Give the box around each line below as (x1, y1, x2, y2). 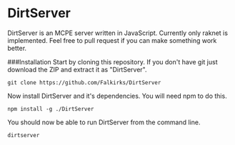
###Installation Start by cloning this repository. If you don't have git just (7, 57, 218, 66)
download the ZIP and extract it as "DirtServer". (7, 65, 148, 74)
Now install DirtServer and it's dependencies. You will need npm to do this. (7, 91, 227, 100)
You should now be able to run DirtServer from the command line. (7, 118, 201, 126)
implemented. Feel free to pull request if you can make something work (7, 36, 217, 44)
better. (7, 44, 27, 52)
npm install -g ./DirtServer (7, 105, 94, 112)
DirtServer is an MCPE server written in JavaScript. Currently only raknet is (7, 29, 229, 37)
